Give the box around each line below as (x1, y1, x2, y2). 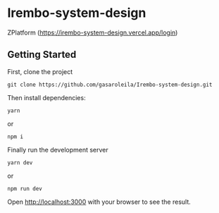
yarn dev (7, 159, 33, 166)
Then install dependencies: (7, 93, 86, 102)
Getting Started (7, 49, 77, 61)
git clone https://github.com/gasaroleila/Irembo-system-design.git (7, 81, 213, 88)
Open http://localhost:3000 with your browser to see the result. (7, 197, 192, 206)
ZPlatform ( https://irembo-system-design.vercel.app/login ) (7, 28, 178, 37)
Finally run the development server (7, 145, 109, 154)
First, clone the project (7, 67, 73, 75)
